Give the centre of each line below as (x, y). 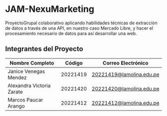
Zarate (15, 92)
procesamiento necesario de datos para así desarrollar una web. (71, 33)
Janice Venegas (26, 71)
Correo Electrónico (125, 63)
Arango (16, 106)
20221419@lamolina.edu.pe (125, 74)
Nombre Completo (32, 63)
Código (74, 63)
